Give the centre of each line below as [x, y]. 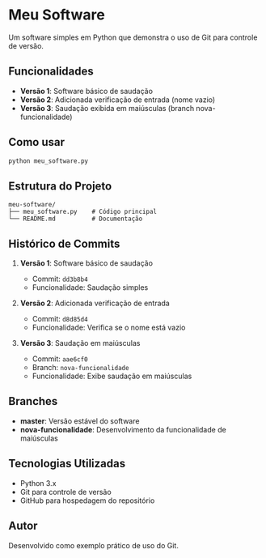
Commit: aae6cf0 [60, 359]
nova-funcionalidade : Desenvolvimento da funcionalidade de [123, 429]
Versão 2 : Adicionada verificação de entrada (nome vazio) [118, 100]
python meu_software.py [49, 161]
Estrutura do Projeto [60, 186]
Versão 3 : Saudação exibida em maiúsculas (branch [107, 108]
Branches [33, 401]
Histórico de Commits [64, 243]
